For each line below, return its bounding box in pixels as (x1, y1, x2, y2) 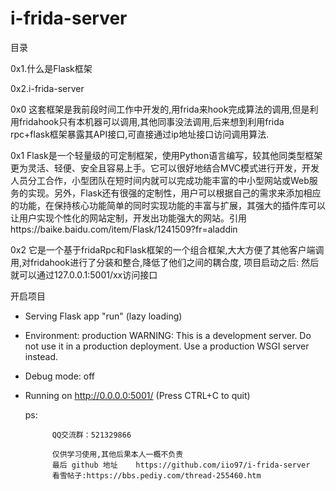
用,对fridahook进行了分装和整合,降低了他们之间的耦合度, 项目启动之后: (10, 256, 300, 268)
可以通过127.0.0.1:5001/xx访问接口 (18, 268, 158, 281)
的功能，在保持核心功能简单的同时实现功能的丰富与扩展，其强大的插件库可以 (10, 199, 326, 211)
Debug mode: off (24, 370, 96, 382)
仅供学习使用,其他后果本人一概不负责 (51, 449, 184, 459)
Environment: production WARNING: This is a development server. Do (24, 329, 312, 341)
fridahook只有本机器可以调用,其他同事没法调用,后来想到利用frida (18, 115, 285, 127)
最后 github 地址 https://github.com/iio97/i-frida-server (51, 460, 311, 470)
